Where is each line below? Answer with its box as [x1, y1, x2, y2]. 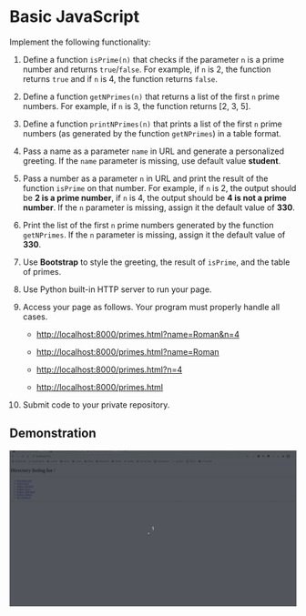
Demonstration [9, 426, 97, 441]
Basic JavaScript [9, 6, 139, 27]
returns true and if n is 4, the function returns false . [22, 73, 219, 84]
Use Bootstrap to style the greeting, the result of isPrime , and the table [22, 257, 291, 268]
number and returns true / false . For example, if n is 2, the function [22, 64, 271, 75]
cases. [22, 311, 48, 322]
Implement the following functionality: [9, 36, 151, 47]
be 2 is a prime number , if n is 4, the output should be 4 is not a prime [22, 192, 287, 203]
